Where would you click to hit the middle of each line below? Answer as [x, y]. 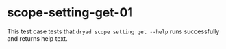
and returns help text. [37, 38]
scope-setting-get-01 [70, 13]
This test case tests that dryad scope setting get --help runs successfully [113, 31]
